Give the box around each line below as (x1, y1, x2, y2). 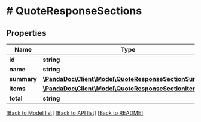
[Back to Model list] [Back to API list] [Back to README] (6, 110, 144, 117)
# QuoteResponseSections (6, 4, 142, 18)
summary (9, 75, 37, 83)
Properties (6, 28, 47, 38)
